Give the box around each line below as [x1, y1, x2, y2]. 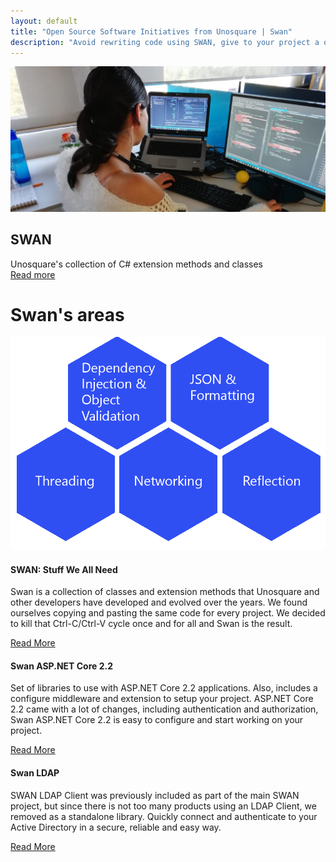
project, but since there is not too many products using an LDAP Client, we [10, 800, 317, 812]
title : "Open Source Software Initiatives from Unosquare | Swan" [10, 26, 293, 37]
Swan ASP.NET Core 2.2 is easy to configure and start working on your [10, 714, 304, 726]
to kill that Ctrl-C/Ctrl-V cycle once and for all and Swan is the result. [10, 618, 293, 630]
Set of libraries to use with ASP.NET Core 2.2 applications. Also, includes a [10, 682, 318, 694]
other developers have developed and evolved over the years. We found [10, 596, 308, 609]
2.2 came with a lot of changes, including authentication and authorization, [10, 703, 319, 715]
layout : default [10, 16, 78, 26]
